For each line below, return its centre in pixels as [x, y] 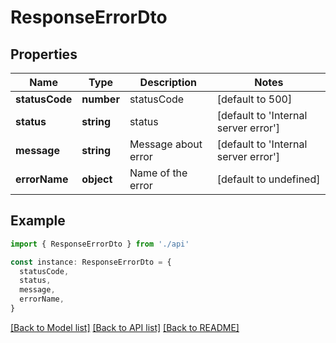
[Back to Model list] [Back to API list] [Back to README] [125, 327]
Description [168, 82]
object [97, 179]
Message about [166, 144]
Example [38, 221]
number [100, 99]
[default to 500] [254, 99]
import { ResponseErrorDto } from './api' [100, 244]
